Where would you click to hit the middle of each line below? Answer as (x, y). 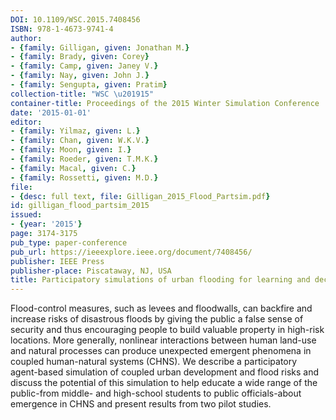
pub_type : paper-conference (69, 242)
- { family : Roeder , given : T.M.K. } (84, 159)
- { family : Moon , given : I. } (71, 150)
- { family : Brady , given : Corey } (80, 57)
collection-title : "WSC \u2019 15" (82, 94)
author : (26, 38)
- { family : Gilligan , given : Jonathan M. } (100, 47)
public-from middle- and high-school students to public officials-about (156, 393)
